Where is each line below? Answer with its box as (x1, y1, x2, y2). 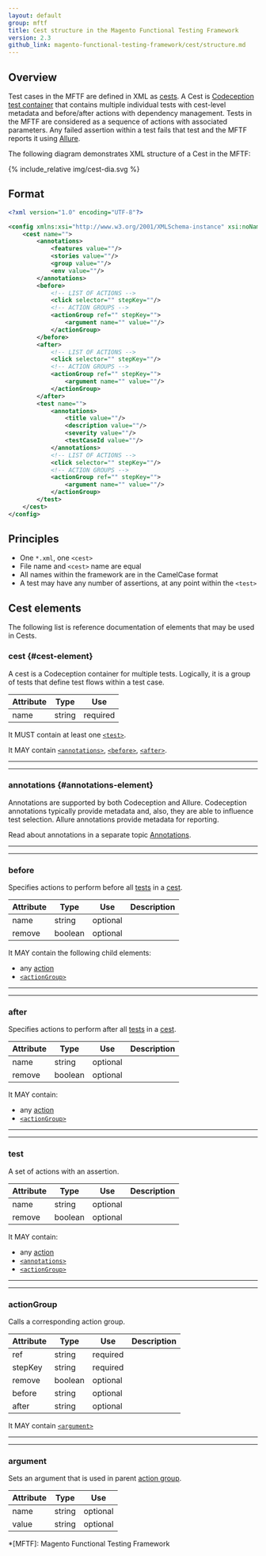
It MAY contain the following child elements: (8, 949, 152, 958)
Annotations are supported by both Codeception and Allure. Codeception (8, 798, 247, 807)
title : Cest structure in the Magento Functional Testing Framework (8, 26, 239, 34)
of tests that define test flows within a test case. (8, 677, 165, 687)
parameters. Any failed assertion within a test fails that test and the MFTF (8, 125, 248, 135)
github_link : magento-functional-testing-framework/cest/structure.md (8, 41, 246, 49)
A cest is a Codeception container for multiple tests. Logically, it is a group (8, 669, 251, 678)
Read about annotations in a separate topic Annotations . (8, 830, 192, 839)
